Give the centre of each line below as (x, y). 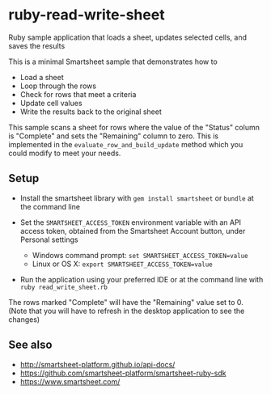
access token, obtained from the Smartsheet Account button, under (133, 231)
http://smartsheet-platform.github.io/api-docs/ (97, 364)
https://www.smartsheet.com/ (70, 381)
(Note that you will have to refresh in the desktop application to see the (127, 311)
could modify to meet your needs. (65, 153)
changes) (24, 319)
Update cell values (51, 103)
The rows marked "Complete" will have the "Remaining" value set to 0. (126, 302)
